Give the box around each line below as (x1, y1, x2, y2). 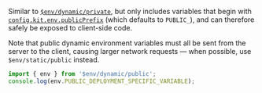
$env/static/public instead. (8, 55, 100, 64)
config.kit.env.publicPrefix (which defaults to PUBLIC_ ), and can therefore (8, 15, 255, 24)
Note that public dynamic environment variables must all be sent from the (8, 38, 246, 48)
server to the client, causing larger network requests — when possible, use (8, 47, 252, 55)
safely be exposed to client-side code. (8, 23, 132, 32)
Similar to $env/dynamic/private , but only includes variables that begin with (8, 7, 252, 16)
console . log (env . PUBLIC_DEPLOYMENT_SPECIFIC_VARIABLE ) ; (8, 77, 195, 85)
